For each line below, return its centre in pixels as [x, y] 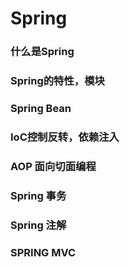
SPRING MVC [43, 252]
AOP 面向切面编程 [53, 166]
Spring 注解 [38, 225]
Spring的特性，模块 [57, 81]
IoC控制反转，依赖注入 [65, 137]
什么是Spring [42, 52]
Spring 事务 [38, 195]
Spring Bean [41, 108]
